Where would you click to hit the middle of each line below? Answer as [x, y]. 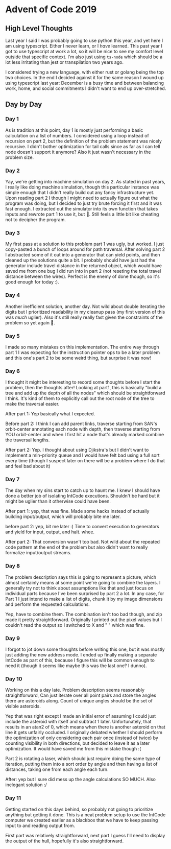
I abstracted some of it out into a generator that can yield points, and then [83, 255]
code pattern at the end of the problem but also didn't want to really [77, 547]
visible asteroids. [23, 706]
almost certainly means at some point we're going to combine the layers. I [83, 582]
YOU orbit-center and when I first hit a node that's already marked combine [85, 435]
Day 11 [13, 798]
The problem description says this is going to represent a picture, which [81, 577]
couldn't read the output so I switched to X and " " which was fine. [75, 625]
